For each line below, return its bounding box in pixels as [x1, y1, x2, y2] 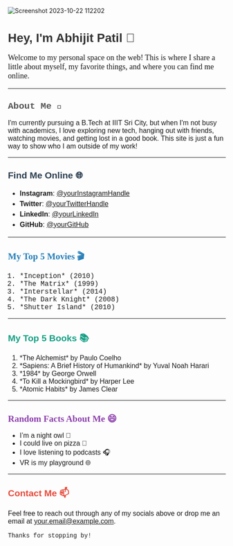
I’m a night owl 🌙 [19, 432, 71, 439]
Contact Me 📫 [8, 488, 70, 499]
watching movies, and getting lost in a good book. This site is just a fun [8, 134, 224, 142]
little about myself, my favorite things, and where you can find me [8, 62, 214, 71]
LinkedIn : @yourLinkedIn [19, 210, 99, 218]
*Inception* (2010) [19, 272, 95, 281]
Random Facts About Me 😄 [8, 413, 117, 424]
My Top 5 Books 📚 [8, 333, 89, 343]
